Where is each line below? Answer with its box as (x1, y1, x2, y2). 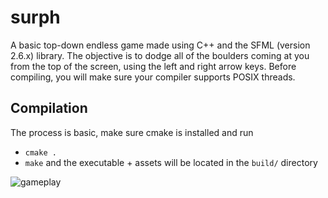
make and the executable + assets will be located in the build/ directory (24, 156, 318, 168)
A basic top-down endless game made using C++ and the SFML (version (10, 39, 311, 51)
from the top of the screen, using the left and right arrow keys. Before (10, 60, 297, 72)
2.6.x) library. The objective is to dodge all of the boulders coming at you (10, 49, 310, 61)
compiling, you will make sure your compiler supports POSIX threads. (10, 71, 296, 83)
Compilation (10, 100, 88, 117)
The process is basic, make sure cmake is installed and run (10, 126, 254, 138)
